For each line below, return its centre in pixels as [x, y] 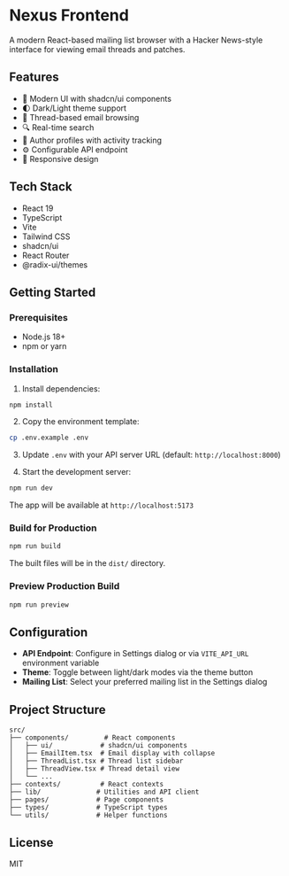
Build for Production [53, 528]
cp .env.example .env [49, 438]
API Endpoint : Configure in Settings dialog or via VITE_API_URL [135, 654]
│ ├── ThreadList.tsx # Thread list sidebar [96, 761]
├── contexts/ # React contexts [87, 785]
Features [34, 78]
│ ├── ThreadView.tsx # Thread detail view [94, 769]
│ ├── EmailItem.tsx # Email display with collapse [112, 754]
